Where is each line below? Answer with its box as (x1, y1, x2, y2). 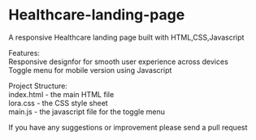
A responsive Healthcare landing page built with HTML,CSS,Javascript (8, 32, 245, 42)
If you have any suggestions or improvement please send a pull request (8, 122, 248, 132)
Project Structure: (8, 81, 67, 91)
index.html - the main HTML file (8, 89, 115, 99)
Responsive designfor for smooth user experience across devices (8, 57, 229, 66)
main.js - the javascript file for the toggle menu (8, 107, 165, 117)
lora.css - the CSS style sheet (8, 98, 108, 108)
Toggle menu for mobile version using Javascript (8, 65, 172, 74)
